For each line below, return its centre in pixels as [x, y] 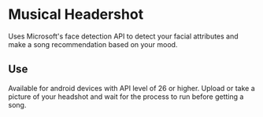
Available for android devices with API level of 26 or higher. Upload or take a [132, 88]
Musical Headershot [76, 15]
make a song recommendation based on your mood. [93, 44]
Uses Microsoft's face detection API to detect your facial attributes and [123, 36]
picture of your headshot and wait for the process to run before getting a [126, 97]
